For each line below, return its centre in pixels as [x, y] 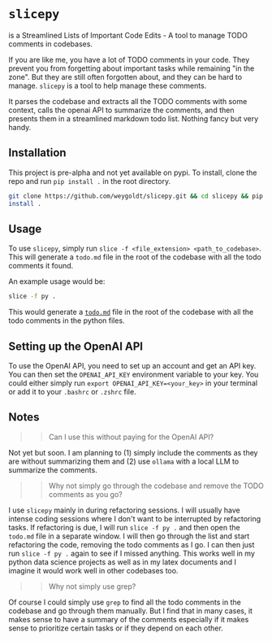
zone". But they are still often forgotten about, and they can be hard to [125, 76]
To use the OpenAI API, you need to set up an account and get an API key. [132, 366]
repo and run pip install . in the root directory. [90, 181]
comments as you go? [86, 494]
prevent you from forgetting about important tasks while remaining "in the [132, 68]
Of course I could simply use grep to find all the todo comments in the [125, 602]
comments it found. [41, 266]
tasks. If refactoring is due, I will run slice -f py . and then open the [125, 527]
